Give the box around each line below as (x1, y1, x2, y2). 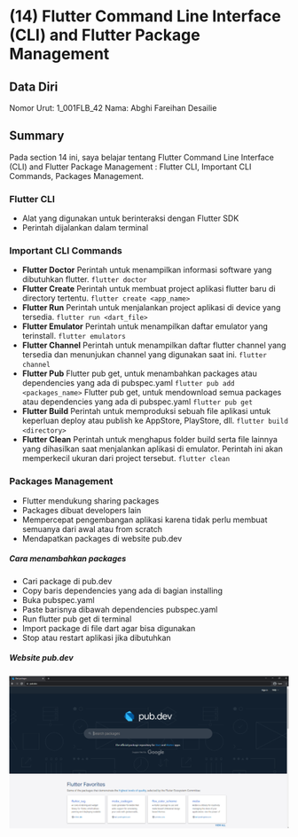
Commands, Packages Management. (9, 170, 145, 181)
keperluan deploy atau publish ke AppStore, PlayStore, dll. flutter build (21, 415, 288, 426)
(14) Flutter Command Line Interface (9, 6, 281, 27)
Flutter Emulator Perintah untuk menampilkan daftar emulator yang (21, 321, 269, 332)
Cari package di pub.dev (21, 575, 113, 586)
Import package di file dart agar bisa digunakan (21, 622, 196, 633)
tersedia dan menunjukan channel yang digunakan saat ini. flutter (21, 349, 268, 360)
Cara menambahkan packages (9, 553, 127, 564)
